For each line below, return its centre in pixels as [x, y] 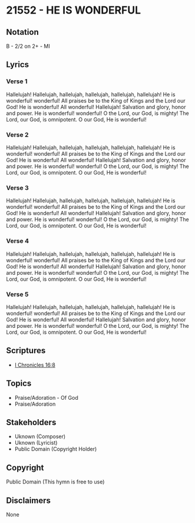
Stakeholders [31, 422]
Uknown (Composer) [40, 436]
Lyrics [18, 65]
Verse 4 [18, 241]
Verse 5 [17, 294]
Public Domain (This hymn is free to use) [55, 482]
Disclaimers [29, 500]
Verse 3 [17, 188]
